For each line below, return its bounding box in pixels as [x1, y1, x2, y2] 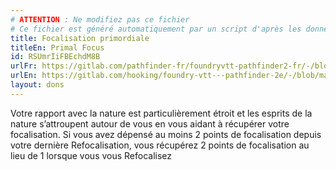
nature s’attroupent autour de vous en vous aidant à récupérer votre [10, 117, 290, 130]
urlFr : [10, 61, 38, 71]
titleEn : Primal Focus [10, 42, 105, 53]
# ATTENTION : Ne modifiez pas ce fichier [10, 14, 190, 25]
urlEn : [10, 71, 38, 81]
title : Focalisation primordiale [10, 33, 150, 43]
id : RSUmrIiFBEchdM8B [10, 52, 101, 62]
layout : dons [10, 80, 65, 90]
